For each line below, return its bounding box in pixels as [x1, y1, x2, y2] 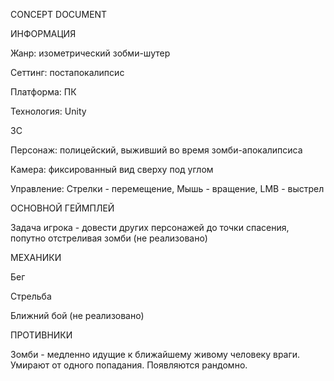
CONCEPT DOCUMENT [10, 9, 108, 20]
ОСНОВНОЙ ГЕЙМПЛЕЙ [10, 202, 115, 214]
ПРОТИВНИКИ [10, 329, 73, 341]
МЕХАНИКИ [10, 252, 62, 263]
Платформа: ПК [10, 86, 77, 98]
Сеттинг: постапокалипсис [10, 67, 125, 78]
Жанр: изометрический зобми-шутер [10, 47, 171, 59]
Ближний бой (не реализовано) [10, 310, 145, 321]
